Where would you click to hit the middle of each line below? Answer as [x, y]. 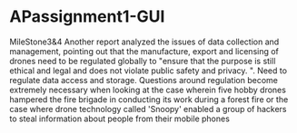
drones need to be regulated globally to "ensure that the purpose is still [143, 61]
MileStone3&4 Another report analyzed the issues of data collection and [144, 42]
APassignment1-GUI [87, 17]
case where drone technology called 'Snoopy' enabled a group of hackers [148, 109]
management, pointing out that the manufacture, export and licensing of [144, 51]
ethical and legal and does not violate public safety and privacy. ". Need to [148, 71]
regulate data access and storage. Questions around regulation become [144, 80]
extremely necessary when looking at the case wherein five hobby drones [148, 90]
